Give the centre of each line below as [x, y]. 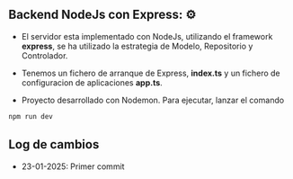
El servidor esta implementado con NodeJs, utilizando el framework [147, 36]
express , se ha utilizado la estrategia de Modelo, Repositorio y [137, 46]
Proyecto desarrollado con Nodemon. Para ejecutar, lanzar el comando [153, 100]
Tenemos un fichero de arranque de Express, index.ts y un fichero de [151, 73]
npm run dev [31, 116]
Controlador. [44, 55]
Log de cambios [54, 144]
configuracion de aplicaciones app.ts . [92, 82]
